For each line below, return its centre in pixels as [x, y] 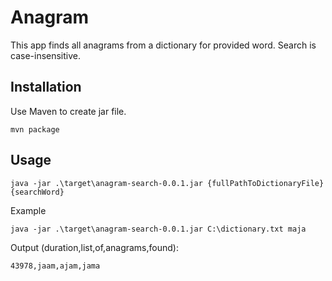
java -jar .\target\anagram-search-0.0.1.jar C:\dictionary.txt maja [158, 229]
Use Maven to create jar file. [68, 111]
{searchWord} [37, 192]
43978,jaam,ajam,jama [55, 266]
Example [28, 210]
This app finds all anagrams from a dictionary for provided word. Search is [163, 45]
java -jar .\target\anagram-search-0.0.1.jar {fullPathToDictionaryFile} [167, 183]
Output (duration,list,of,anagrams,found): [94, 247]
